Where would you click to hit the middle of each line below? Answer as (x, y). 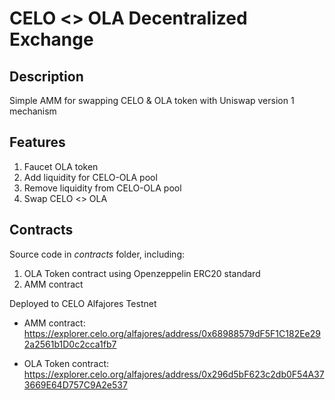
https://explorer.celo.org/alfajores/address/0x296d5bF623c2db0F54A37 (174, 374)
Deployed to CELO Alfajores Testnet (83, 303)
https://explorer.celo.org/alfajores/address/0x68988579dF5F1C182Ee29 (172, 333)
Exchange (51, 39)
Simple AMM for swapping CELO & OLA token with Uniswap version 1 (152, 100)
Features (37, 142)
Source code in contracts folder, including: (97, 254)
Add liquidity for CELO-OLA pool (90, 177)
